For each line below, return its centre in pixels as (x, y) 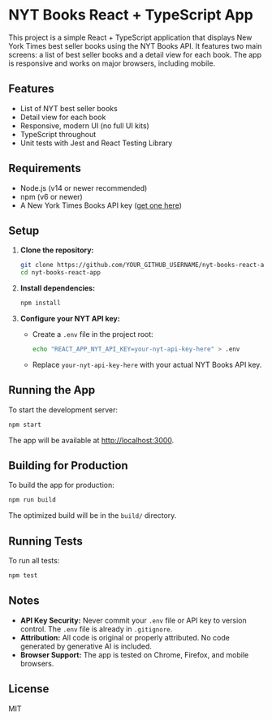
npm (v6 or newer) (51, 196)
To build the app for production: (62, 485)
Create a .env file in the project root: (93, 334)
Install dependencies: (58, 288)
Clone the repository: (57, 250)
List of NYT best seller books (69, 108)
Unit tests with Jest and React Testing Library (96, 143)
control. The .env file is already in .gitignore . (96, 629)
